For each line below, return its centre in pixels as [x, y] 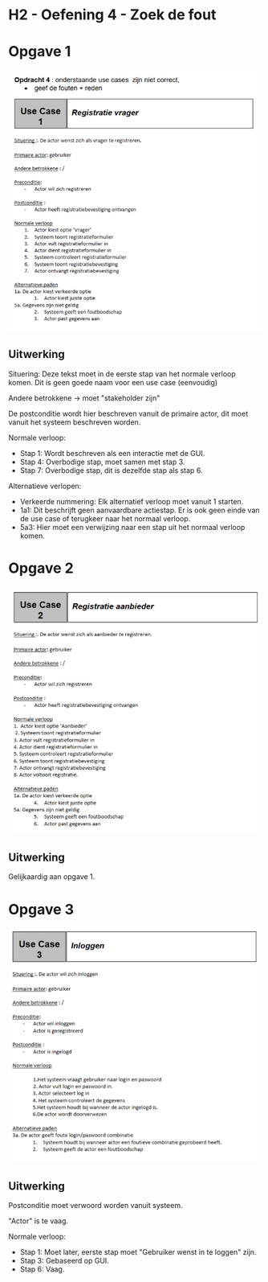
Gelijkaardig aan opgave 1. [52, 877]
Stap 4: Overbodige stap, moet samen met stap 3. [102, 462]
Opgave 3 [41, 909]
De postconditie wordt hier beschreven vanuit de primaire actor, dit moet [128, 413]
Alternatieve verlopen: [45, 486]
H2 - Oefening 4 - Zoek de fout [112, 15]
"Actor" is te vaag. [39, 1221]
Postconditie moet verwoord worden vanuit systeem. [95, 1206]
